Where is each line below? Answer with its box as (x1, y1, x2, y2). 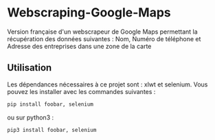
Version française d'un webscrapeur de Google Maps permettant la (7, 27, 198, 36)
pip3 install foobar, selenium (7, 126, 97, 133)
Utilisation (7, 62, 52, 73)
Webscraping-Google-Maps (7, 5, 171, 21)
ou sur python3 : (7, 113, 54, 121)
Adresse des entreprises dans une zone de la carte (7, 42, 152, 50)
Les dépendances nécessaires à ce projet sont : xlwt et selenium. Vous (7, 80, 208, 89)
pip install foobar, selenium (7, 101, 94, 108)
